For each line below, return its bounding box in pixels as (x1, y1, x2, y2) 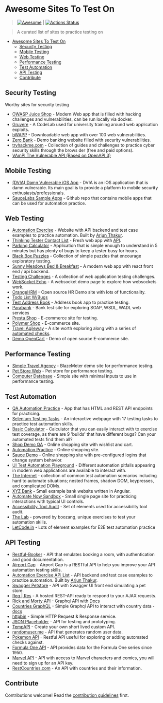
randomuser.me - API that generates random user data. (12, 629, 123, 635)
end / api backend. (12, 269, 50, 275)
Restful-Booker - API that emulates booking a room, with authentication (12, 551, 155, 557)
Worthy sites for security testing (5, 101, 69, 108)
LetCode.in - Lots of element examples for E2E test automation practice (12, 524, 156, 530)
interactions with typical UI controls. (12, 499, 84, 504)
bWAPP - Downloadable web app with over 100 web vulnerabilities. (12, 131, 147, 137)
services (12, 310, 30, 316)
